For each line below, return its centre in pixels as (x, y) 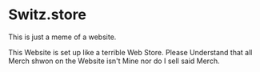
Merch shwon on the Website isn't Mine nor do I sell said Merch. (114, 61)
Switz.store (47, 15)
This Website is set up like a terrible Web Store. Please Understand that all (130, 52)
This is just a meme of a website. (62, 37)
